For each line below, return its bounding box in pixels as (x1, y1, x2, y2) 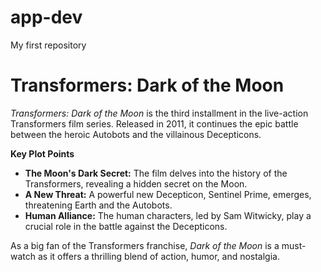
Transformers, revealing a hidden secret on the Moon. (24, 177, 248, 190)
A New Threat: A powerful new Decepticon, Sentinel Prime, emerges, (24, 188, 312, 200)
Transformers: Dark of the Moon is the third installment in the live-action (10, 107, 309, 119)
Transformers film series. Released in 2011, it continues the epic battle (10, 117, 299, 130)
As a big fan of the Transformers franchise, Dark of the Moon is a (10, 239, 280, 251)
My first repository (10, 39, 87, 51)
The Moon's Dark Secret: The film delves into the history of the (24, 167, 288, 179)
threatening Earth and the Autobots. (24, 199, 173, 211)
